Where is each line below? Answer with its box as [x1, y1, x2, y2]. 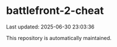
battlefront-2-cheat [6, 4, 104, 17]
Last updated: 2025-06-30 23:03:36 [6, 23, 95, 30]
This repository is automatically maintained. [6, 34, 112, 41]
